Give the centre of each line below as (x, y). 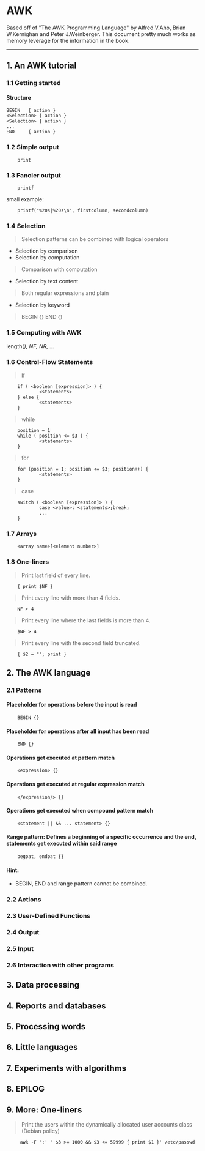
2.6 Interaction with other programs (60, 965)
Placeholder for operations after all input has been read (78, 731)
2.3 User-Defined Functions (49, 916)
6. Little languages (42, 1047)
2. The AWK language (49, 673)
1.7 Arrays (22, 534)
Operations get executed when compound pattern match (80, 811)
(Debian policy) (40, 1131)
